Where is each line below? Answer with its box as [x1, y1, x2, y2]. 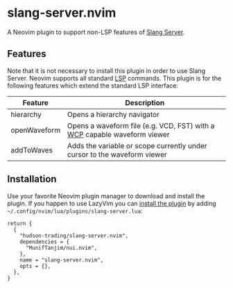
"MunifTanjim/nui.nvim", [25, 244, 98, 251]
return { [7, 220, 33, 227]
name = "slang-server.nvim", [19, 256, 104, 264]
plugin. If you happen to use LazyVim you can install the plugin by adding [7, 199, 216, 207]
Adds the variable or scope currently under [67, 141, 207, 150]
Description [124, 97, 165, 107]
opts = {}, [19, 262, 51, 269]
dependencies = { [19, 238, 70, 245]
